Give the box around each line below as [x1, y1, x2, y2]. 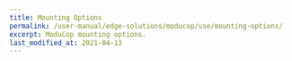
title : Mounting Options [9, 13, 102, 22]
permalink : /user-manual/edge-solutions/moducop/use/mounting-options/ [9, 22, 283, 30]
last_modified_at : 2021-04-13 [9, 38, 123, 48]
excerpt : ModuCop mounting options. [9, 30, 146, 39]
